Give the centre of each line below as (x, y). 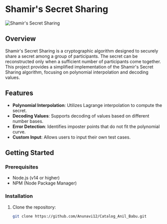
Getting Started (30, 153)
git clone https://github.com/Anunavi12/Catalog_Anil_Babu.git (80, 216)
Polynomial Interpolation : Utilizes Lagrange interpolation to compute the (87, 105)
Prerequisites (22, 167)
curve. (19, 131)
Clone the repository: (34, 207)
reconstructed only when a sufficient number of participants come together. (83, 61)
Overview (21, 39)
